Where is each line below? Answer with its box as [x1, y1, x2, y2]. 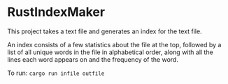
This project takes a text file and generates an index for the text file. [7, 27, 202, 35]
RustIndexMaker [7, 4, 106, 20]
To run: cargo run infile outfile [7, 69, 105, 77]
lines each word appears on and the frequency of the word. [7, 55, 178, 63]
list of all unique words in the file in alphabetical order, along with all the [7, 48, 213, 56]
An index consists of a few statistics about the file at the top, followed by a [7, 40, 222, 49]
